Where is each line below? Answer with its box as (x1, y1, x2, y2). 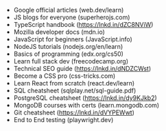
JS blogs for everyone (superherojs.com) (13, 13, 130, 21)
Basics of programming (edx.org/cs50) (13, 50, 123, 58)
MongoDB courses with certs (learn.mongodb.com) (13, 101, 160, 109)
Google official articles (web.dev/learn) (13, 6, 124, 14)
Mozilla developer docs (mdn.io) (13, 28, 105, 36)
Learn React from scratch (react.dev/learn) (13, 79, 135, 87)
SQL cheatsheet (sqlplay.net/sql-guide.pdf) (13, 86, 137, 94)
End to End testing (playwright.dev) (13, 116, 114, 123)
